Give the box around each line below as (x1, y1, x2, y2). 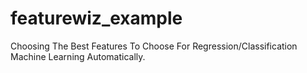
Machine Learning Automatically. (10, 50, 146, 62)
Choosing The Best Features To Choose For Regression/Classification (10, 40, 298, 52)
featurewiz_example (10, 7, 183, 30)
